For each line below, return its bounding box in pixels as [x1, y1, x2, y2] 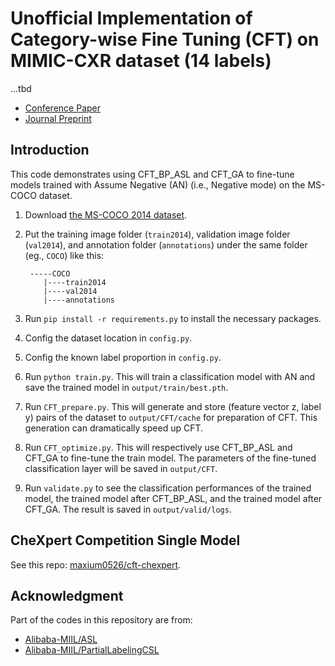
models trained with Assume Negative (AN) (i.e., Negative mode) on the [10, 178, 306, 191]
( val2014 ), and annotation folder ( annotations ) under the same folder [24, 238, 308, 251]
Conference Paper [24, 102, 101, 114]
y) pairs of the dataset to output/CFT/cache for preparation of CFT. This [24, 411, 318, 423]
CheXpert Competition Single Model [10, 532, 241, 549]
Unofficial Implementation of [10, 7, 253, 30]
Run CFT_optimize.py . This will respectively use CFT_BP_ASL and [24, 441, 293, 453]
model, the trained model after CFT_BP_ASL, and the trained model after [24, 492, 323, 504]
